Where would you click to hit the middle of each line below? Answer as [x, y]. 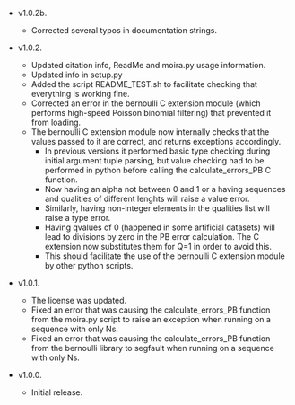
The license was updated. [79, 300]
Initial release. [57, 392]
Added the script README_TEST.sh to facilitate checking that [144, 84]
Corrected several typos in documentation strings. [124, 30]
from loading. [56, 122]
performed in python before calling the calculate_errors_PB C [158, 170]
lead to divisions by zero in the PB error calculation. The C [152, 237]
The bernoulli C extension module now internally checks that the [150, 132]
